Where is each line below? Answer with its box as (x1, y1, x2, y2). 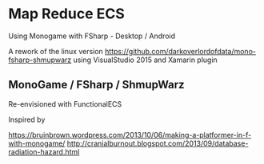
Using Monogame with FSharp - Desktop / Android (8, 31, 176, 41)
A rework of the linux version (8, 46, 104, 56)
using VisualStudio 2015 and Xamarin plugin (73, 55, 218, 64)
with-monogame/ (8, 139, 66, 148)
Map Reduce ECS (8, 5, 126, 23)
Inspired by (8, 115, 46, 124)
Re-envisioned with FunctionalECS (8, 99, 122, 108)
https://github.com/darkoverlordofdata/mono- (105, 46, 256, 56)
